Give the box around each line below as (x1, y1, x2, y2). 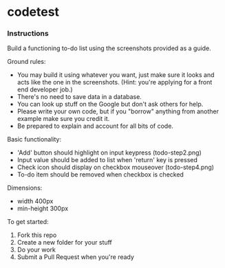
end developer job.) (17, 85, 74, 93)
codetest (7, 4, 60, 20)
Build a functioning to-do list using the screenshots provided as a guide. (7, 44, 211, 52)
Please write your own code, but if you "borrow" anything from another (17, 107, 219, 115)
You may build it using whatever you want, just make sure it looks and (17, 71, 215, 79)
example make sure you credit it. (17, 115, 110, 123)
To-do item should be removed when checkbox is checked (17, 170, 184, 179)
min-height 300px (17, 204, 69, 213)
